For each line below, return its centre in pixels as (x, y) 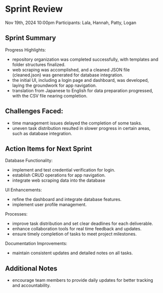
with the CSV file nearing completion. (50, 96)
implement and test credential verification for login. (64, 170)
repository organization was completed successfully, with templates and (85, 59)
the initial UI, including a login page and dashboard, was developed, (81, 80)
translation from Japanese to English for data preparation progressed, (82, 90)
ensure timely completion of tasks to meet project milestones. (74, 234)
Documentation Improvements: (36, 244)
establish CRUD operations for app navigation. (59, 175)
